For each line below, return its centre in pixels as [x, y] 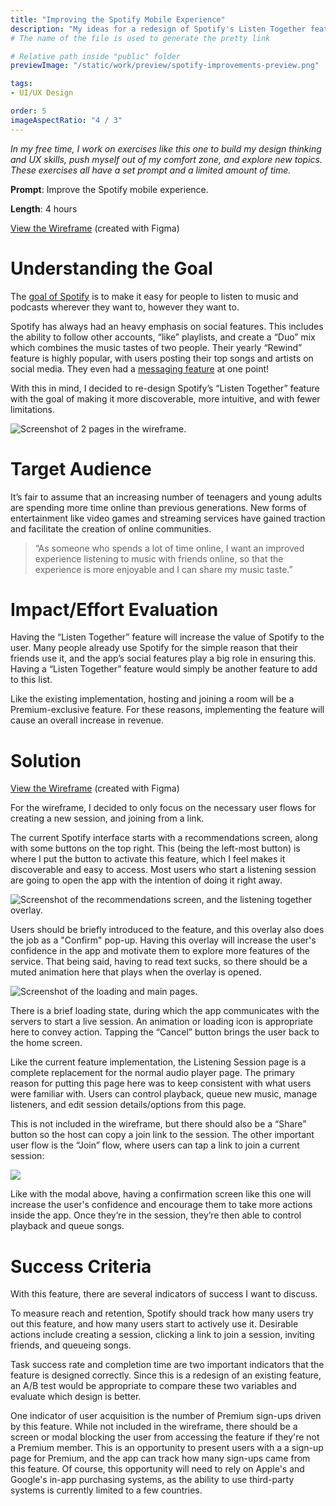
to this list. [31, 680]
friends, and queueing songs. [71, 1345]
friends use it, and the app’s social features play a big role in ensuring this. [163, 658]
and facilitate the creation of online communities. [111, 528]
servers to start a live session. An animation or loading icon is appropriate [161, 1022]
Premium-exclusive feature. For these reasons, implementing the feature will [167, 710]
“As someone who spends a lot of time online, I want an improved [169, 548]
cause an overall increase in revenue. [87, 720]
